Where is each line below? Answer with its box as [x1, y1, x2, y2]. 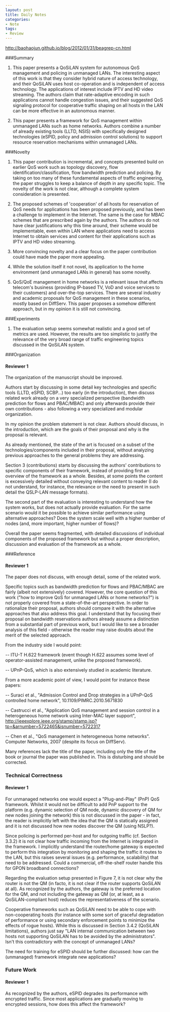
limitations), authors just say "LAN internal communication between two [5, 928, 155, 934]
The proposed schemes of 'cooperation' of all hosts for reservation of [12, 201, 159, 207]
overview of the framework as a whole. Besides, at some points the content [5, 473, 163, 479]
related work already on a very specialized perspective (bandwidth [5, 395, 145, 401]
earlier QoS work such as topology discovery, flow [12, 164, 118, 170]
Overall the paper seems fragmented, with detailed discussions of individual [5, 531, 164, 537]
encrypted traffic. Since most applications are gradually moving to [5, 995, 144, 1002]
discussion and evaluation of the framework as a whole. [5, 541, 122, 547]
